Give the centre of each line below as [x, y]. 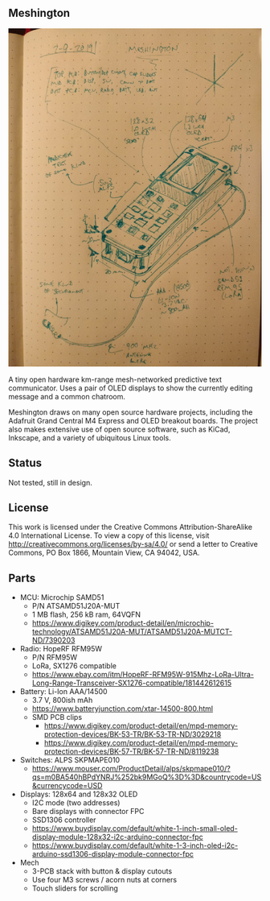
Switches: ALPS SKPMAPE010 [70, 760]
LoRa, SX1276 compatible [74, 666]
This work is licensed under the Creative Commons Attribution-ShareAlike [131, 527]
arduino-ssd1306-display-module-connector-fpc [113, 854]
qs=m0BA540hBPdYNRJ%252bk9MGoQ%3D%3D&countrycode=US [147, 777]
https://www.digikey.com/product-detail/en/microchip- [123, 623]
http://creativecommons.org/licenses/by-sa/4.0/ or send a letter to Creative [133, 544]
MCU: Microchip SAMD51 [62, 597]
